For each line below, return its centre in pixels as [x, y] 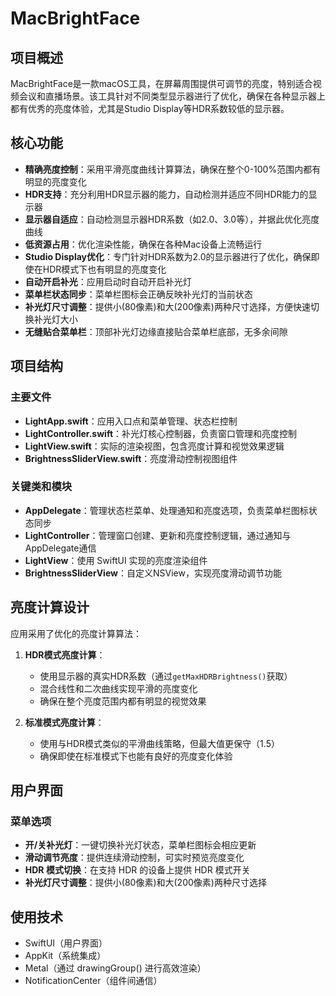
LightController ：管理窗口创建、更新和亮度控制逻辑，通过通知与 [158, 535]
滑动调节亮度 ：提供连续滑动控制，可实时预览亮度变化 [134, 858]
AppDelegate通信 [60, 548]
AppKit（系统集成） [65, 956]
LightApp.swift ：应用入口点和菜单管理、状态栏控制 [131, 421]
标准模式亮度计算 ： [64, 722]
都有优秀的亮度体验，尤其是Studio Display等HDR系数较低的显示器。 [150, 108]
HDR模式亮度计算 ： [65, 654]
